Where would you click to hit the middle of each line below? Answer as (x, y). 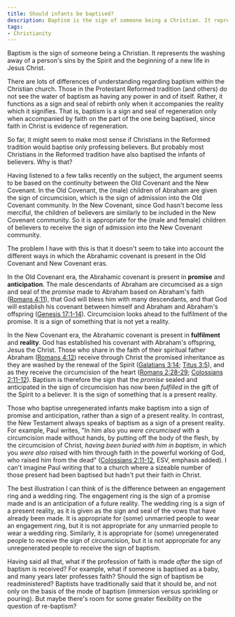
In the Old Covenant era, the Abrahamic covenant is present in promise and (116, 277)
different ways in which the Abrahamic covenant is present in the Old (107, 256)
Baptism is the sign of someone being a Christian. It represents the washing (116, 53)
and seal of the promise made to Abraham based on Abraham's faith (106, 292)
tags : (15, 27)
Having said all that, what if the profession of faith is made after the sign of (115, 562)
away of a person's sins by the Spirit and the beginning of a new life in (108, 61)
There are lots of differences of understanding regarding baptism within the (116, 82)
